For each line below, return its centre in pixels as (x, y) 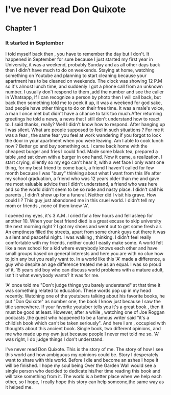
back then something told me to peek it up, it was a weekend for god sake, (84, 103)
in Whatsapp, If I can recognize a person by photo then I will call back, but (83, 97)
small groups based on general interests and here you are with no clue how (84, 253)
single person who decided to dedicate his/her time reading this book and (83, 371)
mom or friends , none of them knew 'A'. (47, 206)
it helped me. (19, 387)
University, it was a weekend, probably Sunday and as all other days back (83, 64)
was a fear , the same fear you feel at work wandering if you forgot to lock (83, 135)
